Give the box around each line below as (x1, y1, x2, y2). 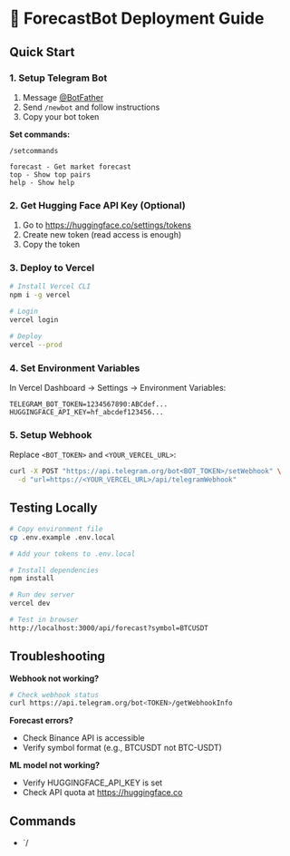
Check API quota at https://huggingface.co (22, 787, 183, 798)
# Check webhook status (9, 690, 100, 699)
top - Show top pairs (9, 170, 92, 180)
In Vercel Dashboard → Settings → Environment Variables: (9, 383, 227, 394)
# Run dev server (9, 590, 75, 599)
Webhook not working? (9, 673, 100, 684)
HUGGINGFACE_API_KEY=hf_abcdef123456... (9, 408, 165, 417)
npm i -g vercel (9, 290, 71, 300)
